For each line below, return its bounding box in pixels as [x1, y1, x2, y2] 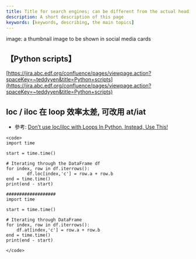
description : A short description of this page [6, 14, 124, 20]
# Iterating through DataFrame [6, 217, 82, 223]
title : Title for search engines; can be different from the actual [6, 8, 176, 15]
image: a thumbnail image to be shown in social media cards [6, 36, 152, 43]
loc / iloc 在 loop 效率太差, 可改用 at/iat [6, 106, 146, 117]
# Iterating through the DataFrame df [6, 161, 100, 167]
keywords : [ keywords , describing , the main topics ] [6, 19, 134, 25]
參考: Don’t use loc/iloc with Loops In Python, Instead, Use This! [14, 123, 168, 130]
